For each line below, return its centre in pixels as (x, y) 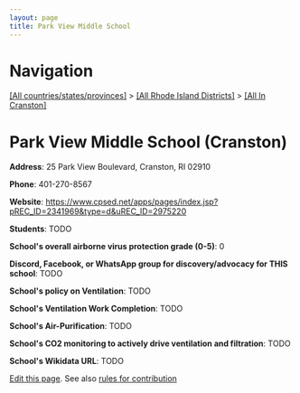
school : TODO (36, 274)
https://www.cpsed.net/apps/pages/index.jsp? (131, 202)
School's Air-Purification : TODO (71, 326)
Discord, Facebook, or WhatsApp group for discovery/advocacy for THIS (149, 264)
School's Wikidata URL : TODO (67, 361)
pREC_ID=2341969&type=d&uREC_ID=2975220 (98, 211)
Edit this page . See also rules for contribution (94, 379)
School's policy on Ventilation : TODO (80, 291)
